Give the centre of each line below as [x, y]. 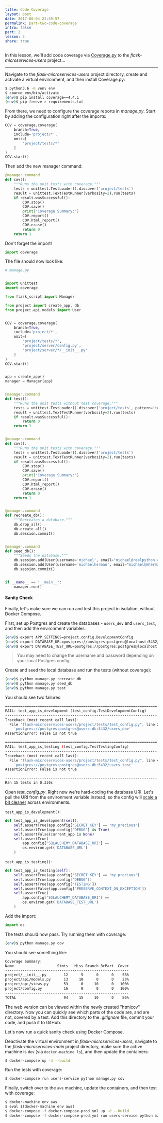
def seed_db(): [20, 551]
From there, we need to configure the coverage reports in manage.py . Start [80, 111]
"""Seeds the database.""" [41, 556]
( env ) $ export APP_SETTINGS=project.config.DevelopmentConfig [69, 637]
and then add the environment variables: [46, 628]
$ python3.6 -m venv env [30, 88]
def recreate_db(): [25, 516]
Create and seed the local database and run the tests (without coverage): [78, 670]
